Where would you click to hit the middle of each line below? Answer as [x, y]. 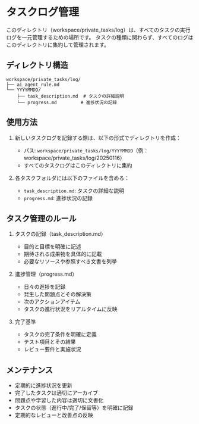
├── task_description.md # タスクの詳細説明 [71, 96]
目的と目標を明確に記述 [52, 247]
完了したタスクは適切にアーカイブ [56, 393]
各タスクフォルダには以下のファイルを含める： [72, 178]
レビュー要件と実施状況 [52, 350]
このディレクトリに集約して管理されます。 [58, 45]
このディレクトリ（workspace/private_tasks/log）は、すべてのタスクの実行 [98, 30]
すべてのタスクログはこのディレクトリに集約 [78, 165]
